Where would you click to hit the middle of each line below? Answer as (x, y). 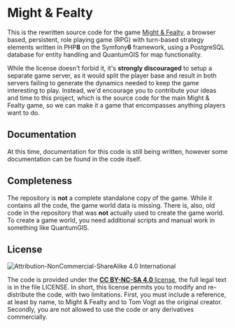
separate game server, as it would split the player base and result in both (112, 76)
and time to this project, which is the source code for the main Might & (108, 98)
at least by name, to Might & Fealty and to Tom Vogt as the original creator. (115, 302)
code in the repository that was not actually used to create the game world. (116, 213)
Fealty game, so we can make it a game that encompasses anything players (116, 105)
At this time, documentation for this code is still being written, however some (117, 151)
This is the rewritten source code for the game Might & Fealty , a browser (112, 32)
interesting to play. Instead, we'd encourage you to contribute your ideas (112, 90)
